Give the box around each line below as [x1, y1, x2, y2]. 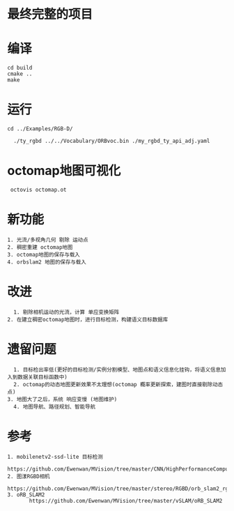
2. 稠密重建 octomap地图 [7, 243, 73, 251]
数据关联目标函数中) [17, 374, 68, 381]
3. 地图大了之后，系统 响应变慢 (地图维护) [7, 395, 118, 403]
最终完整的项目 [7, 6, 93, 22]
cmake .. [7, 70, 33, 77]
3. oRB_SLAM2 [7, 491, 45, 498]
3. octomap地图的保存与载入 [7, 251, 80, 258]
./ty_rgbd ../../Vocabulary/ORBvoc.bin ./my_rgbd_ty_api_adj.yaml [13, 137, 210, 145]
